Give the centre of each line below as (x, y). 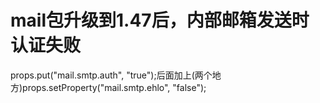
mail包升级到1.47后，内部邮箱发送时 (160, 20)
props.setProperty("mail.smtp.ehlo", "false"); (114, 87)
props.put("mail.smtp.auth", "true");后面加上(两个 (111, 75)
